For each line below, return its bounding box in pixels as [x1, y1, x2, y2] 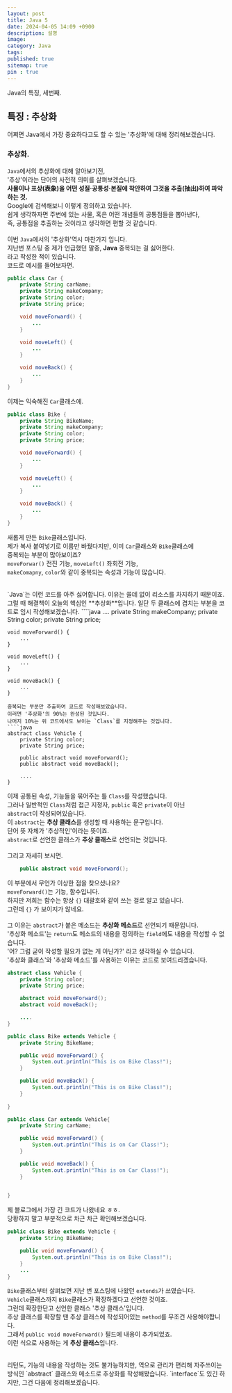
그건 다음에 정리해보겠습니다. [22, 1378, 101, 1387]
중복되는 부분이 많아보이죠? [7, 550, 81, 558]
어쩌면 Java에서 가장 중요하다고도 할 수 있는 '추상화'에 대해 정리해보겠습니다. [7, 130, 215, 139]
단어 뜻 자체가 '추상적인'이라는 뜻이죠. [7, 826, 110, 835]
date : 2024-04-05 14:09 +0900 [7, 23, 95, 30]
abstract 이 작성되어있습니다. [7, 809, 87, 817]
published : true [7, 56, 54, 63]
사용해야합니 [186, 1312, 221, 1321]
